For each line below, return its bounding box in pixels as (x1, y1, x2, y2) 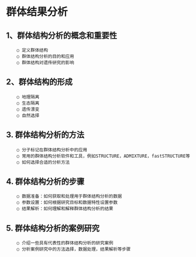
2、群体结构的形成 (6, 77, 73, 87)
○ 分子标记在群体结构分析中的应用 (16, 147, 88, 152)
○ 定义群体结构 (16, 47, 49, 53)
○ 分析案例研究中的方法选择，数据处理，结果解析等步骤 (16, 246, 131, 252)
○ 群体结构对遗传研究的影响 (16, 60, 74, 65)
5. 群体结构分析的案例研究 (6, 223, 99, 233)
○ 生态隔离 (16, 100, 40, 106)
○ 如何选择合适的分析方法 (16, 159, 70, 165)
